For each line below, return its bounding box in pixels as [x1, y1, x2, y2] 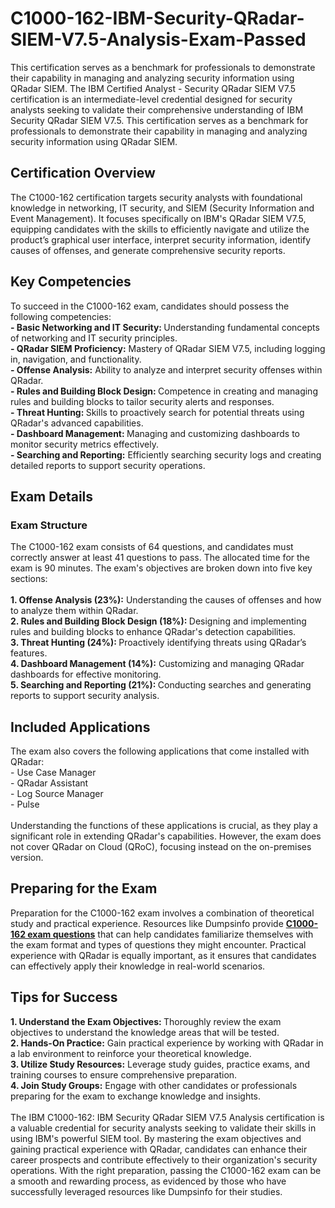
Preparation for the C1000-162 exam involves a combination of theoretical [10, 907, 315, 919]
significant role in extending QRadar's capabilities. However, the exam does [10, 830, 322, 842]
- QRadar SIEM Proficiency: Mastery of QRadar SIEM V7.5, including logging [10, 342, 326, 354]
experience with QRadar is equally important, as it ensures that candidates [10, 949, 317, 961]
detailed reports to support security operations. [10, 459, 206, 471]
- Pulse [10, 798, 40, 811]
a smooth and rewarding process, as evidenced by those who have [10, 1175, 287, 1187]
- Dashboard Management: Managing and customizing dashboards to [10, 427, 300, 439]
